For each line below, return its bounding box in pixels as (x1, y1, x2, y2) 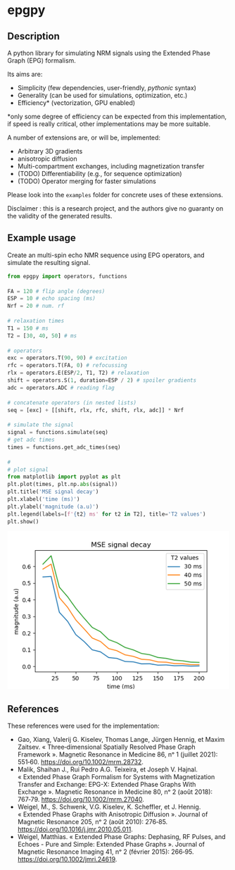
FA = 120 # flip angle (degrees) (7, 287, 106, 294)
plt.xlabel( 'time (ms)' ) (7, 496, 80, 503)
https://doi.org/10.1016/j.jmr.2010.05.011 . (17, 825, 134, 833)
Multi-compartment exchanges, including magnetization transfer (17, 162, 205, 170)
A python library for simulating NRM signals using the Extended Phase (7, 49, 211, 57)
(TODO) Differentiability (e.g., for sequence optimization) (17, 170, 182, 178)
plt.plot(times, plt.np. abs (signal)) (7, 481, 118, 488)
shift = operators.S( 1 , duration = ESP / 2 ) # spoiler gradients (7, 377, 197, 384)
